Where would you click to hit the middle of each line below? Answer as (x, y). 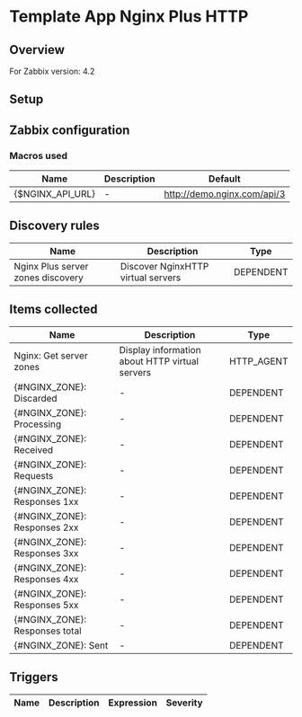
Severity (185, 703)
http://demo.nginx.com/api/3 (225, 194)
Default (224, 179)
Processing (38, 424)
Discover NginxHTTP (164, 266)
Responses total (48, 631)
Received (34, 449)
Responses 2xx (46, 527)
